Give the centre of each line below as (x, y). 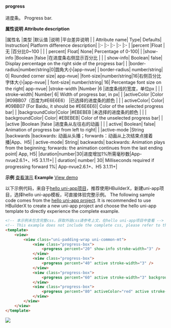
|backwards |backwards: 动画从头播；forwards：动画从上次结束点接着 (79, 136)
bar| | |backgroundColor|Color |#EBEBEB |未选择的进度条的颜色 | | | (76, 112)
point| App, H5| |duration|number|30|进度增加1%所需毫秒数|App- (74, 154)
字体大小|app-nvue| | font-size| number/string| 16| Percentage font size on (83, 83)
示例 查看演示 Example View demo (42, 178)
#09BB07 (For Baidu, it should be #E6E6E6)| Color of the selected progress (84, 106)
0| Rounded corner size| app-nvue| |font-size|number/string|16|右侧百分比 (83, 76)
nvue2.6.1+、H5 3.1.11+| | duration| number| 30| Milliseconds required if (80, 160)
